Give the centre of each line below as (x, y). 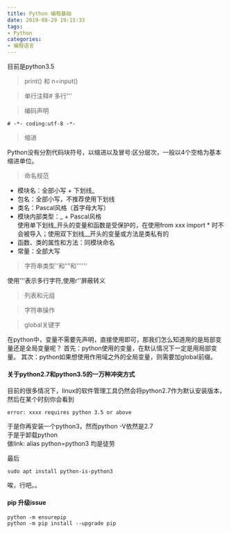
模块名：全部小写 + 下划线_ (56, 190)
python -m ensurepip (37, 517)
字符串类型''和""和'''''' (56, 266)
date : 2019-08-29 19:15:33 (46, 20)
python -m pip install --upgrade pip (62, 524)
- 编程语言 (21, 46)
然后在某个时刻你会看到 (41, 399)
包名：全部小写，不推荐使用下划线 (66, 199)
